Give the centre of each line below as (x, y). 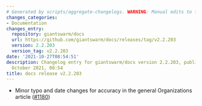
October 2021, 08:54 (37, 68)
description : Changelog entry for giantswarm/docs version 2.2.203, (94, 62)
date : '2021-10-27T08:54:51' (43, 57)
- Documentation (26, 23)
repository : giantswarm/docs (48, 34)
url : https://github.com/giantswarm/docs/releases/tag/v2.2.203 (94, 40)
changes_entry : (25, 29)
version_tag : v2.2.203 (40, 51)
